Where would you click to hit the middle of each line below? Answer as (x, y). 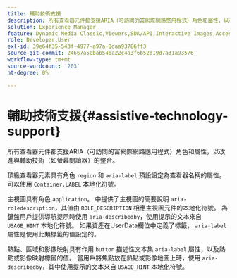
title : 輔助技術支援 (34, 14)
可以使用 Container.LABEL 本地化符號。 (64, 184)
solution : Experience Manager (52, 27)
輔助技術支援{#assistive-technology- (118, 116)
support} (34, 131)
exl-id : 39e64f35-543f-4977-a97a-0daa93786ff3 (77, 46)
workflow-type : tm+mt (39, 60)
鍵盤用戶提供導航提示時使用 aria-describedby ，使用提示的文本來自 (105, 217)
